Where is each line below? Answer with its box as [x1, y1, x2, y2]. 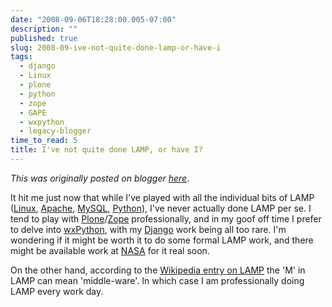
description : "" [10, 24, 78, 34]
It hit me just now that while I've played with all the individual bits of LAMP [10, 191, 315, 203]
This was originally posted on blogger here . [10, 172, 190, 184]
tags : [10, 52, 33, 62]
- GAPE [19, 107, 47, 118]
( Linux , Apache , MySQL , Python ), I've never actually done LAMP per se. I [10, 202, 312, 214]
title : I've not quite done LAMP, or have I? [10, 145, 203, 155]
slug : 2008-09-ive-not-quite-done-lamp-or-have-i [10, 42, 222, 53]
